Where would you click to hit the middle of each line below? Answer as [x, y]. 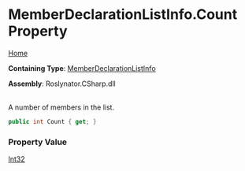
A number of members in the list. [61, 107]
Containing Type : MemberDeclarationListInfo [82, 68]
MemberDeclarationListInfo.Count [123, 15]
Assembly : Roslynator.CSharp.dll [62, 84]
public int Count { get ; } [52, 121]
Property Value [38, 142]
